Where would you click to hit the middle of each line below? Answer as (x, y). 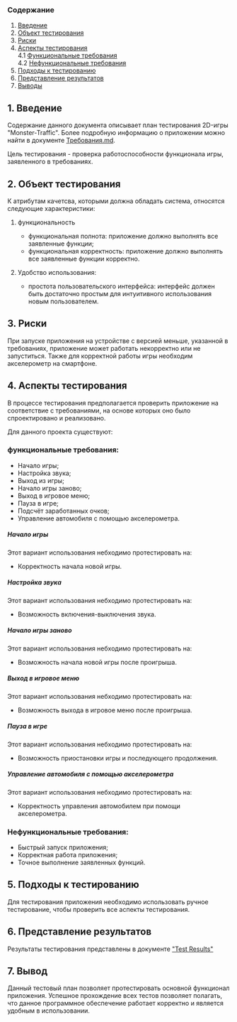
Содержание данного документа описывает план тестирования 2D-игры (118, 125)
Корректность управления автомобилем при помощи (99, 806)
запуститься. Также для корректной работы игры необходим (100, 356)
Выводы (30, 86)
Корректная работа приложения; (68, 854)
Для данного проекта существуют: (60, 432)
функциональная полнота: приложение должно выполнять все (123, 236)
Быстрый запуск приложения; (63, 847)
